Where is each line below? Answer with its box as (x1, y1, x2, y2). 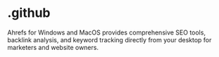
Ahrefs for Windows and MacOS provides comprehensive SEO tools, (7, 28, 206, 37)
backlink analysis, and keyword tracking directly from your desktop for (7, 35, 212, 44)
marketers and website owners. (7, 43, 99, 51)
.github (7, 5, 51, 21)
